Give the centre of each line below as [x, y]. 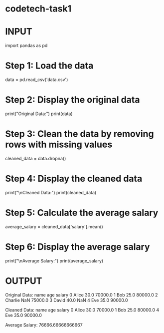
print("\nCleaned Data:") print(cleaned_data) [51, 192]
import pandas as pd [26, 46]
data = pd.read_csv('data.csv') [37, 80]
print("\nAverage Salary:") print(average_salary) [54, 260]
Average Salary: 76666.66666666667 [44, 325]
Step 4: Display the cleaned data [74, 179]
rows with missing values [59, 144]
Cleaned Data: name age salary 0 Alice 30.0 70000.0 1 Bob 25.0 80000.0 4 [82, 310]
